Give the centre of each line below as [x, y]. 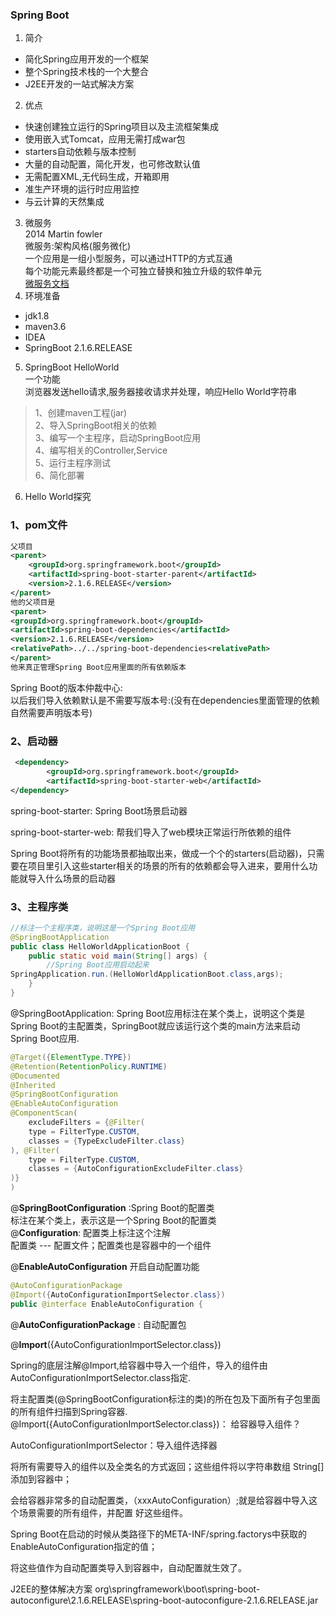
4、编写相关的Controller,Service [101, 450]
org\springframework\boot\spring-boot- [177, 1589]
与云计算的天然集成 [64, 202]
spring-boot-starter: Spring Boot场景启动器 [99, 810]
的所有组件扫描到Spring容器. [69, 1411]
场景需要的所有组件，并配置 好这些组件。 [103, 1512]
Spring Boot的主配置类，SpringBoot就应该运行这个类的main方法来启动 [155, 1025]
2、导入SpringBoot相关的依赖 [96, 425]
